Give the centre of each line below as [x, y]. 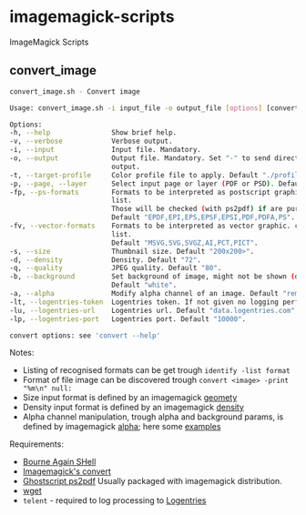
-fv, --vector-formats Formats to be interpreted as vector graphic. [150, 226]
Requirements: [36, 444]
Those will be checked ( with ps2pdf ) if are [197, 209]
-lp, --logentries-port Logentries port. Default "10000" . [128, 319]
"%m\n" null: [47, 389]
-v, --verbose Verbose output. [91, 141]
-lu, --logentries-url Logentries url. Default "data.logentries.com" [153, 310]
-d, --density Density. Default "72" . [106, 260]
